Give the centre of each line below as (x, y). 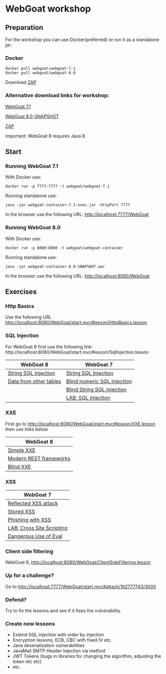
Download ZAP (21, 82)
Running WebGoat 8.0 (33, 228)
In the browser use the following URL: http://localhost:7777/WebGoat (77, 214)
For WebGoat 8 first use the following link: (49, 346)
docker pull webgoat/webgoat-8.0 (40, 73)
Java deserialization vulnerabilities (49, 646)
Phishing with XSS (30, 520)
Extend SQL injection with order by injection (58, 635)
